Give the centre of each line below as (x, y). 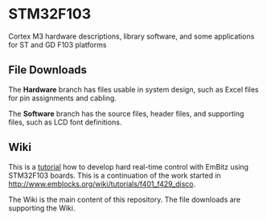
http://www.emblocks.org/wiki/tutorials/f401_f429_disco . (102, 184)
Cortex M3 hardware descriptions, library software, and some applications (131, 36)
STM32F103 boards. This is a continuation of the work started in (115, 175)
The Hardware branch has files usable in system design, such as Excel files (133, 89)
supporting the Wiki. (42, 208)
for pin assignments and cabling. (62, 98)
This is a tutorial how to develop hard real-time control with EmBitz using (129, 166)
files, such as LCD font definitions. (65, 122)
